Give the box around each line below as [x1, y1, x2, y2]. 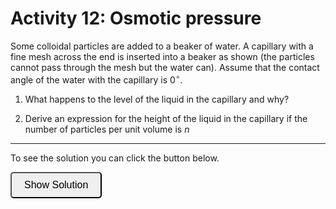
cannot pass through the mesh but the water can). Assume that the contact [10, 61, 320, 73]
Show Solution [24, 178, 89, 191]
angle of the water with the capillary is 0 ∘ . [10, 72, 183, 86]
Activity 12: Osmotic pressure [10, 7, 262, 30]
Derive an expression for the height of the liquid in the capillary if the [24, 112, 308, 124]
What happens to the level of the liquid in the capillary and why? [24, 93, 290, 105]
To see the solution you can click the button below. [10, 152, 220, 164]
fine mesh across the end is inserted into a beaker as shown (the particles [10, 50, 315, 62]
